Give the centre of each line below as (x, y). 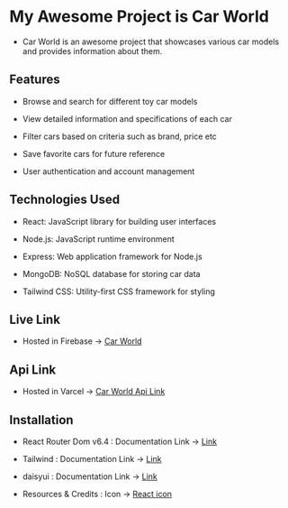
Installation (41, 420)
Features (35, 80)
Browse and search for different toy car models (110, 101)
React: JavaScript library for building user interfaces (119, 221)
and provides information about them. (92, 51)
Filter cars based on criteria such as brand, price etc (120, 136)
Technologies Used (64, 200)
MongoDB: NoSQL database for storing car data (111, 273)
